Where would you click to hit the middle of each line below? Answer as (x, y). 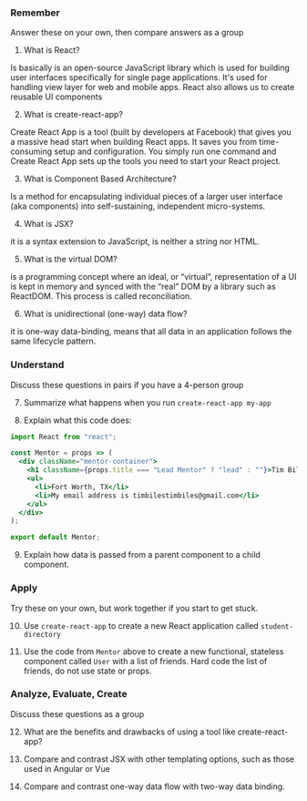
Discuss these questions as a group (77, 714)
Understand (37, 365)
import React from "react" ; (64, 436)
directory (42, 634)
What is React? (51, 50)
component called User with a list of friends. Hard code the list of (145, 661)
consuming (31, 151)
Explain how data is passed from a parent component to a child (142, 555)
